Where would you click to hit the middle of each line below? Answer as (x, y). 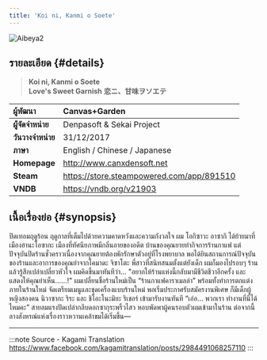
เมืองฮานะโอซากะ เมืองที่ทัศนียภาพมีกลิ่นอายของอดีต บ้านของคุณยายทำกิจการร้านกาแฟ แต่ (125, 245)
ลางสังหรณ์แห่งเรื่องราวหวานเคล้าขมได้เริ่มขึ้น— (70, 316)
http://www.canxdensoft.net (115, 163)
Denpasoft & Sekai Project (112, 125)
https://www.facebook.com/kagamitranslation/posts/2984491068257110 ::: (132, 348)
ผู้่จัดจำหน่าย (31, 125)
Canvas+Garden (94, 112)
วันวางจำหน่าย (34, 138)
